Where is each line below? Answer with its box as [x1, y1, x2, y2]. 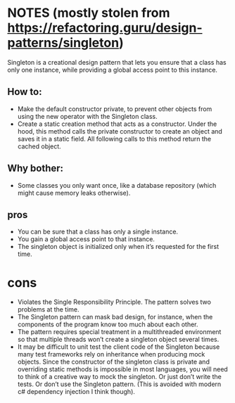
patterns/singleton [7, 35, 120, 51]
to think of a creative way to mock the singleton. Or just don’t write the [17, 373, 222, 381]
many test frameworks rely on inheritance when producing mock [17, 350, 205, 359]
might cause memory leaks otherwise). [17, 188, 131, 197]
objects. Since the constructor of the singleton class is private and [17, 357, 210, 366]
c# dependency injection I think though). [17, 388, 136, 396]
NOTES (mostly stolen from [7, 5, 170, 21]
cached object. [17, 142, 61, 151]
